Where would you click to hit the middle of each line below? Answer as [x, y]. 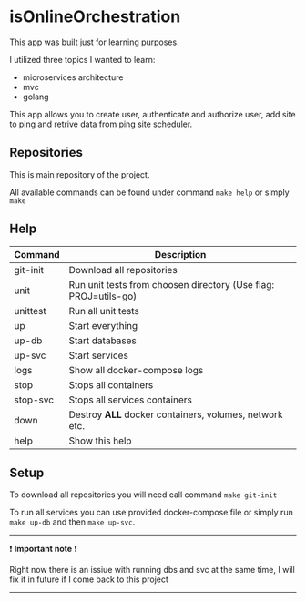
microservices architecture [73, 77]
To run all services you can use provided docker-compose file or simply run [151, 513]
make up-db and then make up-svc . [72, 522]
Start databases [102, 341]
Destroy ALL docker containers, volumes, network [176, 414]
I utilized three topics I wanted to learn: [82, 59]
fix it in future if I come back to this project [89, 579]
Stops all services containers [131, 400]
